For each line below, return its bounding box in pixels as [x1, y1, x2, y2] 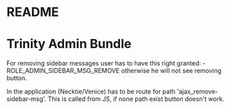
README [6, 4, 59, 20]
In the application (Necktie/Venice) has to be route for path [6, 88, 176, 96]
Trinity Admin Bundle [6, 36, 132, 52]
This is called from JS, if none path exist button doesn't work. [47, 95, 225, 103]
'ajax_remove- [177, 88, 218, 96]
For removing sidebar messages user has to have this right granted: [6, 59, 202, 68]
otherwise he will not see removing [121, 67, 222, 75]
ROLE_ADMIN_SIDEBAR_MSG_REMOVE [6, 67, 120, 75]
